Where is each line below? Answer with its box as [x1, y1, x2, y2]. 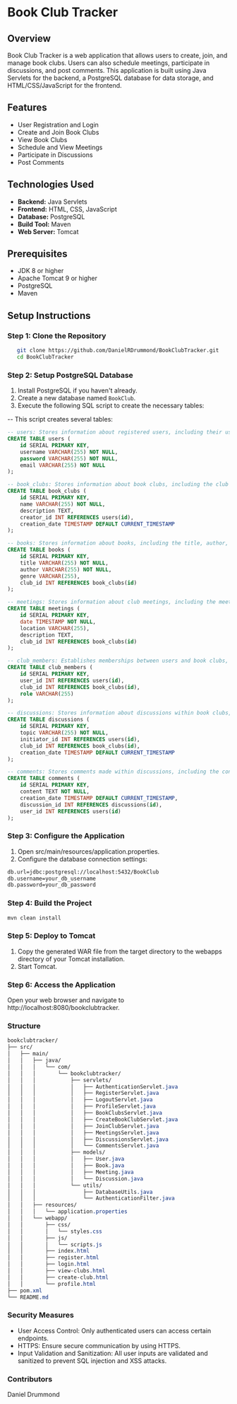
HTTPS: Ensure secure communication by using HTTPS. [17, 1341, 181, 1350]
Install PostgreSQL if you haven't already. [17, 386, 138, 395]
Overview [7, 33, 51, 45]
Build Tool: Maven [17, 220, 71, 228]
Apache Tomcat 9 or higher [17, 274, 97, 283]
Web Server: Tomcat [17, 227, 79, 236]
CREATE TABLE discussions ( [7, 716, 90, 724]
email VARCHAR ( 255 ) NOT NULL [20, 461, 106, 469]
